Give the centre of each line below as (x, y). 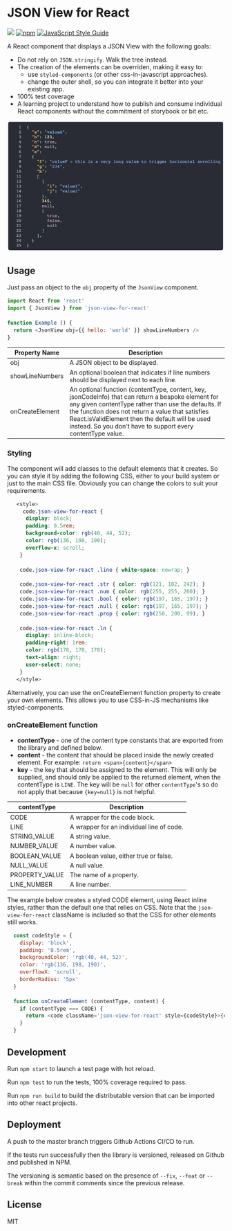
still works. (22, 922)
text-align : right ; (53, 658)
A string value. (90, 836)
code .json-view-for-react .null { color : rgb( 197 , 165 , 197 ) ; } (114, 606)
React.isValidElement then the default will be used (140, 419)
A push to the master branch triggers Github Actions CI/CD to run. (101, 1141)
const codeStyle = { (43, 935)
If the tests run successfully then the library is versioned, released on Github (116, 1155)
